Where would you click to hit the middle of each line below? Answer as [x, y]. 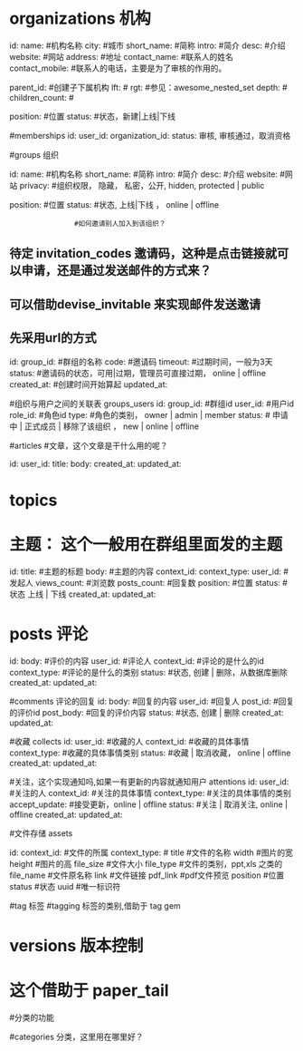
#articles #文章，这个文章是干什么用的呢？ [89, 445]
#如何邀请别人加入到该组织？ [120, 223]
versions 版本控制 [76, 945]
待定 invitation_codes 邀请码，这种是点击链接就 [143, 253]
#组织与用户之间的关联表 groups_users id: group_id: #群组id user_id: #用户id [151, 404]
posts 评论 [49, 633]
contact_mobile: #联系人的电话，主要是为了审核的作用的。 [118, 68]
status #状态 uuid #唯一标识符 [65, 886]
